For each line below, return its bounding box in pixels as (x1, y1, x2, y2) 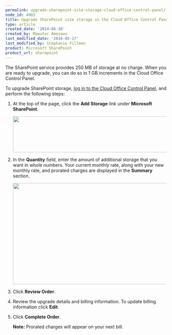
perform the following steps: (5, 91, 65, 97)
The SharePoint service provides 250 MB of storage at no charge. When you (5, 64, 167, 71)
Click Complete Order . (12, 314, 61, 320)
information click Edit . (12, 304, 59, 310)
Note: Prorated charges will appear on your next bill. (12, 323, 124, 330)
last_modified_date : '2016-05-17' (5, 36, 79, 41)
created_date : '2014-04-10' (5, 27, 66, 32)
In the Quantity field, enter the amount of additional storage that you (12, 157, 158, 163)
